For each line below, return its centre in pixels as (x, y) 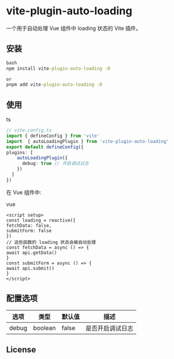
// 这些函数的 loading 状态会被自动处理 (51, 242)
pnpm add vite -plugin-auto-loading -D (54, 85)
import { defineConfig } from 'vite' (53, 136)
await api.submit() (30, 268)
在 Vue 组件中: (24, 192)
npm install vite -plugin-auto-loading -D (58, 68)
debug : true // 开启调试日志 (55, 164)
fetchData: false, (29, 225)
